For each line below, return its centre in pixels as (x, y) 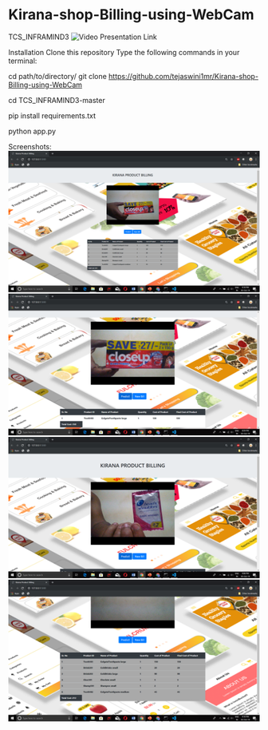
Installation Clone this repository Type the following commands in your (124, 52)
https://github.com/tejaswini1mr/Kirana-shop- (184, 76)
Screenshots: (30, 146)
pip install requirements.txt (52, 115)
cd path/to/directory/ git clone (58, 76)
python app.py (32, 131)
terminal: (23, 61)
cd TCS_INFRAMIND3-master (57, 100)
